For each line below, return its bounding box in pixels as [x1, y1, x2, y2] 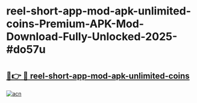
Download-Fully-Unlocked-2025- [6, 30, 178, 43]
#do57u [6, 43, 46, 57]
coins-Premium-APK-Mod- [6, 17, 145, 31]
